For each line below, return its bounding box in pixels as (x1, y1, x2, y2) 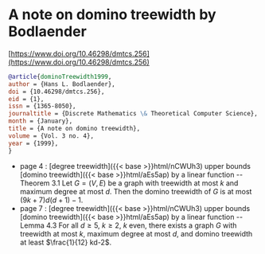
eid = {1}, (8, 95, 45, 103)
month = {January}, (8, 117, 73, 125)
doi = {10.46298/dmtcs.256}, (8, 88, 105, 96)
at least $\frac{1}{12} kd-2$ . (19, 237, 112, 247)
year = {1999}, (8, 139, 59, 147)
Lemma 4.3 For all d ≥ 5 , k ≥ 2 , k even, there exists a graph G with (19, 221, 237, 230)
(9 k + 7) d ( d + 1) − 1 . (19, 195, 84, 205)
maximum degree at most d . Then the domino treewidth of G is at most (19, 186, 252, 196)
